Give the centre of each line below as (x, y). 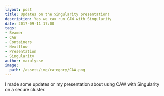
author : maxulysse (24, 61)
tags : (11, 28)
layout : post (19, 10)
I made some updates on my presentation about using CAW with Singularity (82, 84)
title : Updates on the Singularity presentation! (57, 14)
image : (12, 65)
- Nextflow (16, 47)
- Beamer (14, 33)
